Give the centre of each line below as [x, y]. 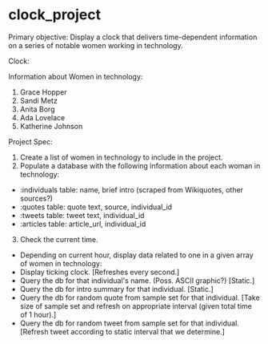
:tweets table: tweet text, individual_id [82, 215]
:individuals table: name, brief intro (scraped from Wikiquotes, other [132, 189]
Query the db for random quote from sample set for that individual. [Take [140, 297]
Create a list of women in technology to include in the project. [121, 157]
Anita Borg [37, 109]
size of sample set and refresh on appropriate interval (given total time [136, 306]
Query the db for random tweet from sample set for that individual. [130, 323]
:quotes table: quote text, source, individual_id [96, 207]
